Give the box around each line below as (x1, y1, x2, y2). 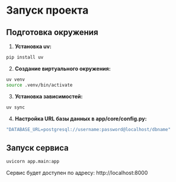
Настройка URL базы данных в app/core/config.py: (14, 115, 147, 122)
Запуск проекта (6, 4, 89, 17)
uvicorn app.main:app (6, 158, 60, 165)
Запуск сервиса (6, 143, 69, 153)
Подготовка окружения (6, 27, 99, 37)
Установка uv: (14, 43, 52, 50)
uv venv (6, 76, 25, 82)
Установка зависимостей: (14, 92, 83, 100)
